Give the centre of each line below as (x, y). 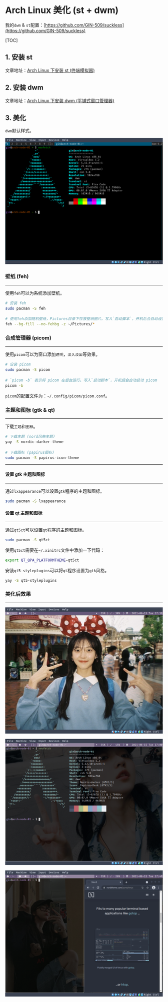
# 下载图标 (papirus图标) (30, 452)
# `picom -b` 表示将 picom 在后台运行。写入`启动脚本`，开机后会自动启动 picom (81, 380)
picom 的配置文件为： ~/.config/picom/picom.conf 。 (57, 396)
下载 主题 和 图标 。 (21, 427)
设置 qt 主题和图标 (24, 513)
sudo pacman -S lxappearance (35, 501)
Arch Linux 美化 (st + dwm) (62, 10)
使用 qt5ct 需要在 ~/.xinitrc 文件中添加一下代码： (55, 550)
